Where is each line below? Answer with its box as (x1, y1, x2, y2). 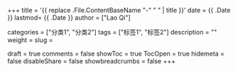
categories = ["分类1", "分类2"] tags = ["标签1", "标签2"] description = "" (7, 28, 217, 36)
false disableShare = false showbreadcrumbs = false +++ (7, 57, 176, 65)
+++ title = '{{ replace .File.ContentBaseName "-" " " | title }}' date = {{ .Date (7, 6, 231, 14)
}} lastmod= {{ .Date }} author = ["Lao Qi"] (7, 13, 131, 22)
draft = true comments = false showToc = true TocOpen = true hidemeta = (7, 49, 225, 58)
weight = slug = (7, 36, 53, 44)
